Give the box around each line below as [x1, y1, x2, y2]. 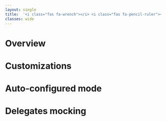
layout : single [5, 7, 37, 12]
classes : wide [5, 16, 35, 21]
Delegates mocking [5, 106, 86, 117]
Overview [5, 38, 46, 49]
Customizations [5, 60, 72, 72]
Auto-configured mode [5, 82, 102, 94]
